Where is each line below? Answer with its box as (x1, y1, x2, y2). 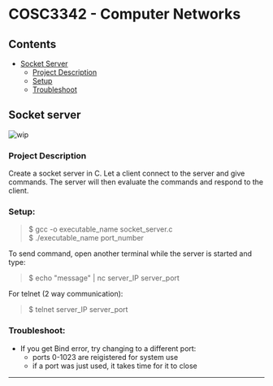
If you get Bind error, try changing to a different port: (19, 343, 197, 353)
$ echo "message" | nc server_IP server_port (28, 273, 180, 283)
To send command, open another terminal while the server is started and (8, 249, 253, 258)
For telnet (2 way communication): (8, 289, 123, 299)
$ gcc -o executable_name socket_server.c (28, 224, 173, 234)
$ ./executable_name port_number (28, 233, 145, 243)
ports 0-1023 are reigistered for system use (32, 352, 179, 362)
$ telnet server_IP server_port (28, 305, 128, 314)
